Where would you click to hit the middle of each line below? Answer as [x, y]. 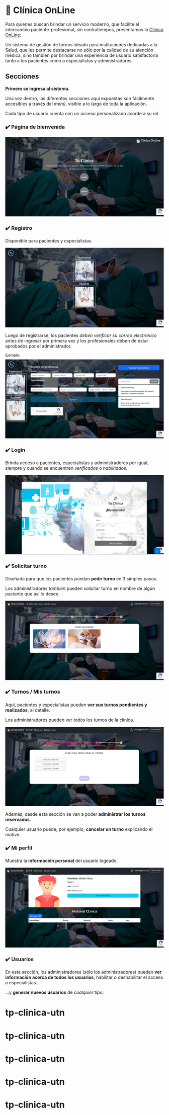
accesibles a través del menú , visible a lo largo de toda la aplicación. [76, 104]
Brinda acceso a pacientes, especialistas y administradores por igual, [77, 463]
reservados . [18, 819]
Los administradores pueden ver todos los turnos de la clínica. [70, 720]
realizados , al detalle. [28, 710]
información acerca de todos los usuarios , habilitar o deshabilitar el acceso [84, 977]
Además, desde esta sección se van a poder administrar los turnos [75, 814]
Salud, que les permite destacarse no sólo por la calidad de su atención [79, 50]
